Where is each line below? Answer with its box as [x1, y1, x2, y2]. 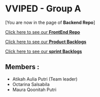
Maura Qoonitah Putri [12, 87, 57, 93]
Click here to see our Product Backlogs [5, 38, 87, 45]
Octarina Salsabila [12, 81, 50, 87]
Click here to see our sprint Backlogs [5, 48, 82, 54]
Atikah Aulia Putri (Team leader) [12, 76, 78, 82]
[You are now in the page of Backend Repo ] [5, 19, 96, 25]
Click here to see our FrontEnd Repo [5, 29, 81, 35]
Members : [5, 63, 40, 71]
